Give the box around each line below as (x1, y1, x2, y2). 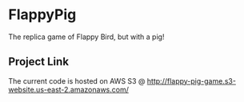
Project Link (8, 55, 70, 69)
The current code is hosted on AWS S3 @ (8, 76, 146, 85)
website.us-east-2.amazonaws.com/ (8, 84, 130, 94)
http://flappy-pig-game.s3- (146, 76, 236, 85)
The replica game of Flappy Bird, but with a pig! (8, 32, 165, 41)
